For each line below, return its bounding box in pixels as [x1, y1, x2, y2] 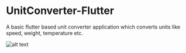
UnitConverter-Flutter [6, 4, 115, 17]
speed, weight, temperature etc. [6, 29, 84, 36]
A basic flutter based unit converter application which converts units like [6, 23, 180, 30]
